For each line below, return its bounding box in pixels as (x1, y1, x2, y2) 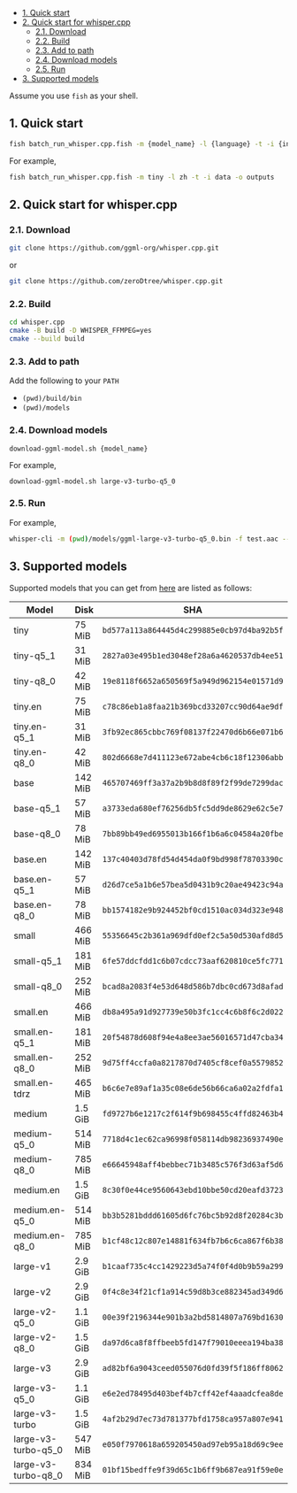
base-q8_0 (13, 827, 61, 840)
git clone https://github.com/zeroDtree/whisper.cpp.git (9, 277, 224, 286)
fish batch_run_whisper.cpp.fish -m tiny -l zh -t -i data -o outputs (9, 173, 275, 181)
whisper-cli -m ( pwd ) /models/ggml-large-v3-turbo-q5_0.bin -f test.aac (9, 535, 278, 543)
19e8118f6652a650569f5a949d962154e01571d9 (102, 676, 284, 686)
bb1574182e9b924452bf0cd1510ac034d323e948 (102, 904, 284, 915)
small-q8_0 (13, 980, 63, 992)
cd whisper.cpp (9, 318, 65, 327)
